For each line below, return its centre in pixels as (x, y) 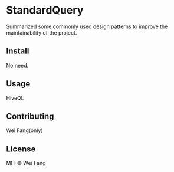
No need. (17, 65)
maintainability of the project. (42, 32)
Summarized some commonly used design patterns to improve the (87, 26)
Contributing (30, 116)
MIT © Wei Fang (26, 163)
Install (18, 51)
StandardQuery (45, 10)
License (21, 149)
